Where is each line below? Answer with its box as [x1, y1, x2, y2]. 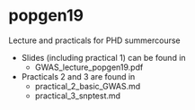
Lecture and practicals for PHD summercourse [8, 35, 181, 46]
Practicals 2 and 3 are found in [21, 71, 136, 81]
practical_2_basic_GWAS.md [34, 80, 141, 91]
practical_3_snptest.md [34, 90, 121, 101]
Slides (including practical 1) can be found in [21, 52, 186, 63]
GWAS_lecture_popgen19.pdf [34, 62, 144, 72]
